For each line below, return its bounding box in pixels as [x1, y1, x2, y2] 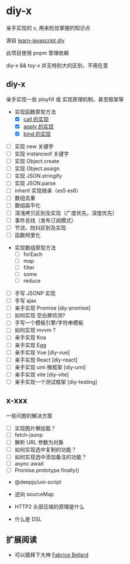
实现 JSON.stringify [14, 172, 63, 180]
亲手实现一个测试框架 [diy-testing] [14, 378, 98, 385]
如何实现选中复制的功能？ [14, 446, 77, 453]
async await [14, 460, 44, 467]
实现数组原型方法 [14, 244, 56, 251]
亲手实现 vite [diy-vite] [14, 371, 69, 378]
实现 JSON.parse [14, 180, 56, 187]
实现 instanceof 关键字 [14, 150, 69, 157]
